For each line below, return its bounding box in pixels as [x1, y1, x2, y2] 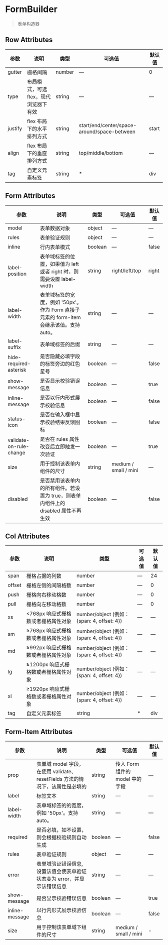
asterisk [7, 366, 26, 373]
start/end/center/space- [78, 122, 136, 129]
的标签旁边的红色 [39, 360, 80, 367]
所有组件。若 [44, 485, 75, 492]
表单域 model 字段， [36, 761, 84, 768]
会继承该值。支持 [39, 321, 80, 328]
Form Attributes [5, 192, 56, 200]
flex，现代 [26, 93, 51, 100]
